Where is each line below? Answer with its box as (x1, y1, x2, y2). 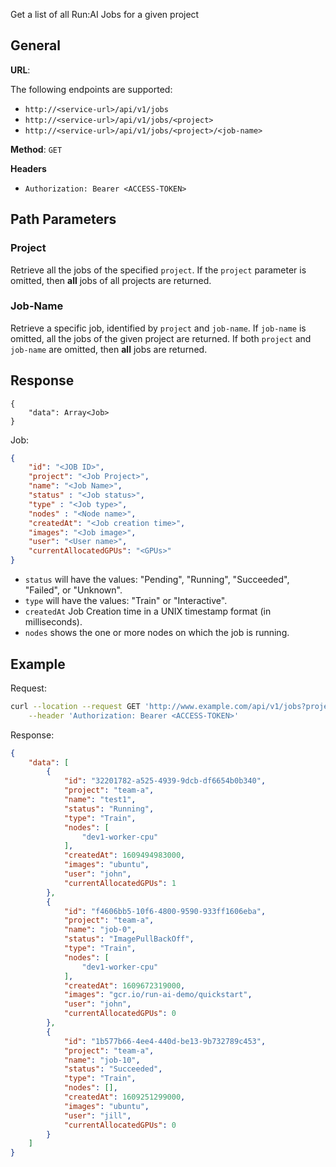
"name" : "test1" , (63, 795, 137, 805)
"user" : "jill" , (63, 1110, 132, 1121)
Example (10, 655, 66, 673)
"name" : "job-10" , (63, 1055, 141, 1065)
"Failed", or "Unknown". (24, 584, 123, 596)
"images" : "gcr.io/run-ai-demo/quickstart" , (63, 990, 253, 1000)
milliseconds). (24, 616, 83, 628)
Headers (10, 162, 47, 174)
